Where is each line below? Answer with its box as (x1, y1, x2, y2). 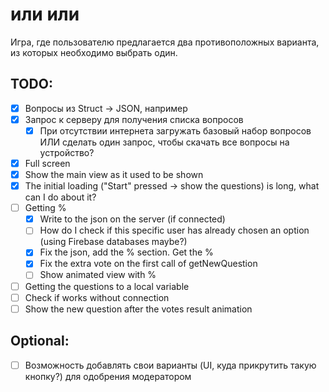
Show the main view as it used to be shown (24, 169, 204, 180)
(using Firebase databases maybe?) (39, 236, 188, 248)
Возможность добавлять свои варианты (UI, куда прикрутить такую (24, 359, 317, 371)
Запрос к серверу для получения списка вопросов (24, 113, 244, 125)
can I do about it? (24, 191, 97, 203)
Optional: (10, 333, 70, 350)
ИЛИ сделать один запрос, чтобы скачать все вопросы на (39, 136, 290, 148)
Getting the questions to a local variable (24, 280, 190, 292)
